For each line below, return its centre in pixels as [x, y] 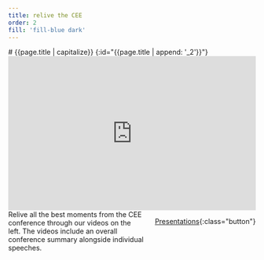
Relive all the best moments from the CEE [75, 215]
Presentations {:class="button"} [205, 222]
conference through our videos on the [70, 223]
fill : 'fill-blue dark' [47, 30]
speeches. [25, 248]
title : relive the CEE [45, 15]
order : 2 [22, 23]
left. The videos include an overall [63, 231]
